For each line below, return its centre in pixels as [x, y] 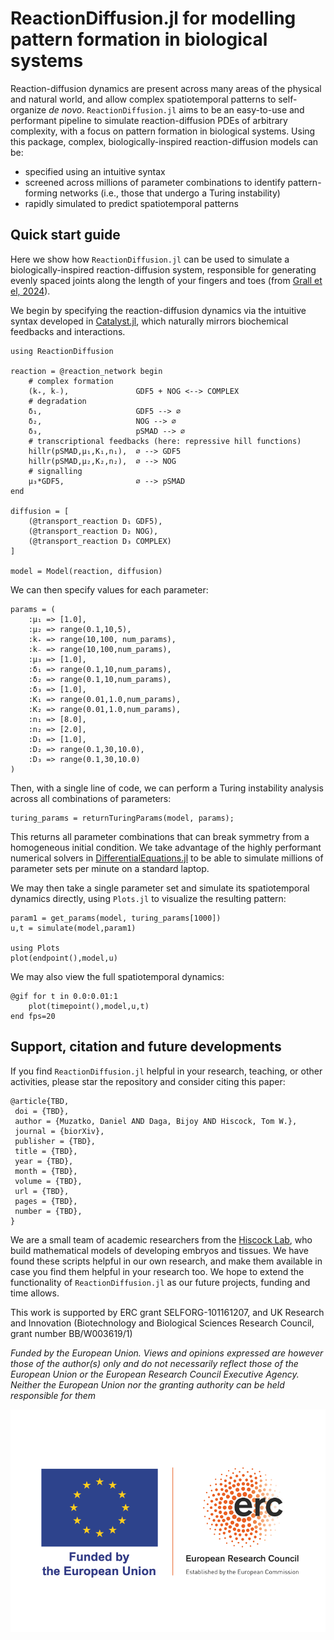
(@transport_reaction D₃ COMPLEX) [100, 541]
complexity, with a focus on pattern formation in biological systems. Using [163, 131]
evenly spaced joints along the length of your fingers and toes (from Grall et [166, 280]
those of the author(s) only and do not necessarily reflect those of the [154, 1363]
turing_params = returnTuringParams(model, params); [122, 818]
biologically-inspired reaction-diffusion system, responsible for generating [163, 269]
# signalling [55, 471]
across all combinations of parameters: [91, 798]
